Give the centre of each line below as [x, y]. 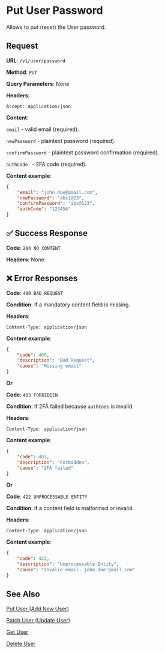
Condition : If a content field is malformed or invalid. [70, 508]
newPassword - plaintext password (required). [61, 141]
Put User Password [55, 11]
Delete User [21, 643]
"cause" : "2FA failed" [45, 468]
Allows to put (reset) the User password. [56, 27]
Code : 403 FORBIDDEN [32, 395]
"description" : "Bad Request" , [56, 360]
